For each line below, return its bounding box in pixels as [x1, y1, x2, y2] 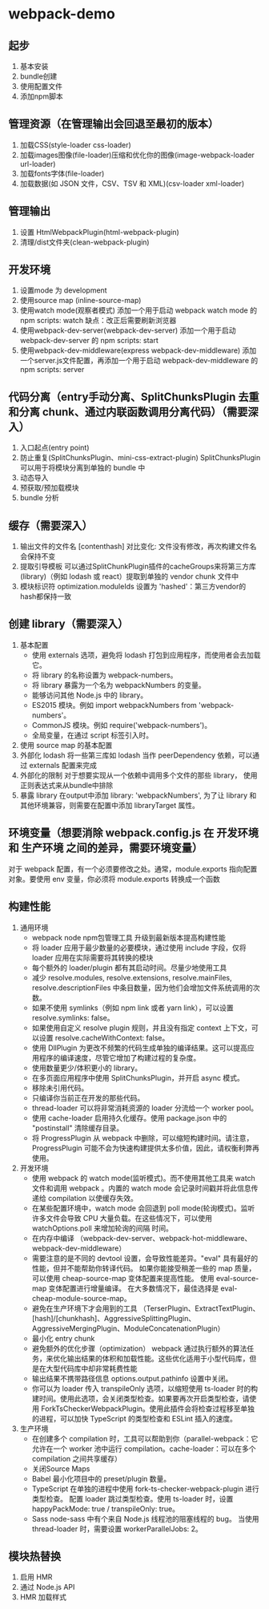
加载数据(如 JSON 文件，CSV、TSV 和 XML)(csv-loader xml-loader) [19, 178, 245, 188]
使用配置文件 [19, 82, 62, 91]
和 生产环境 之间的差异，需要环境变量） [8, 841, 203, 855]
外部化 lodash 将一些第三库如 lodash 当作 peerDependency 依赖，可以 [19, 750, 253, 760]
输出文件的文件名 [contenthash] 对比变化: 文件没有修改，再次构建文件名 [19, 542, 257, 552]
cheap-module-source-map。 [31, 1293, 131, 1303]
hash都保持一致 [19, 592, 72, 601]
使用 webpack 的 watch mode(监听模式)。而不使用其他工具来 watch [31, 1173, 256, 1182]
